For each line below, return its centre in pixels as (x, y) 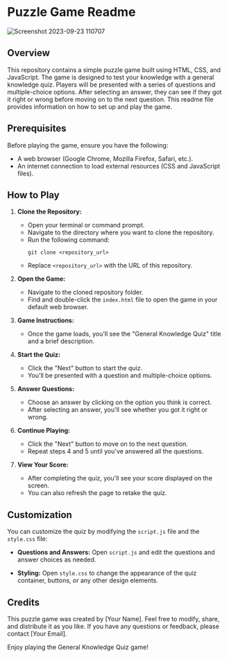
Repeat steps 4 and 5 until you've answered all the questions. (116, 451)
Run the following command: (68, 240)
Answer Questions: (46, 389)
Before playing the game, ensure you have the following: (88, 145)
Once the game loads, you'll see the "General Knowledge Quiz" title (124, 334)
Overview (29, 53)
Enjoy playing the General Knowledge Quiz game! (78, 647)
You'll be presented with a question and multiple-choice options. (120, 376)
